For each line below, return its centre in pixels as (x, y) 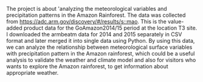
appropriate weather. (33, 73)
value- (176, 21)
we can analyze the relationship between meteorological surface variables (99, 47)
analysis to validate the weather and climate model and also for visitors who (101, 60)
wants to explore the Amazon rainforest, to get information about (87, 66)
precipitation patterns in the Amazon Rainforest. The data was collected (96, 15)
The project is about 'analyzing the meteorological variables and (87, 9)
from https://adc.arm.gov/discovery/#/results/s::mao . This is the (87, 21)
